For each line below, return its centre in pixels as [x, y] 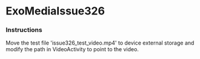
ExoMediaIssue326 [55, 11]
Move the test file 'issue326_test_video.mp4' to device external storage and [100, 43]
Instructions [24, 30]
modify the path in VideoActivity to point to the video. [72, 49]
